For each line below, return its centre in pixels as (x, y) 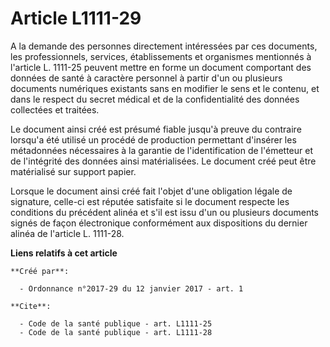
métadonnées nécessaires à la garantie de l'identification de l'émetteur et (161, 150)
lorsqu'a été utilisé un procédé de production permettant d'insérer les (153, 139)
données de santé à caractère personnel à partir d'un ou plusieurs (146, 78)
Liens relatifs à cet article (64, 253)
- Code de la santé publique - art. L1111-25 (116, 323)
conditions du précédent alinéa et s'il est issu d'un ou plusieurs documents (164, 212)
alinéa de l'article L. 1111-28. (67, 233)
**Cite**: (31, 306)
